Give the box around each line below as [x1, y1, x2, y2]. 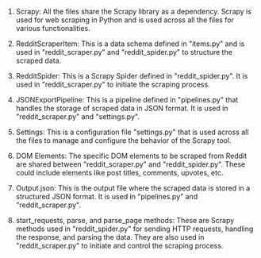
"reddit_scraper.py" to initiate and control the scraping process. [15, 241, 224, 250]
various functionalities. [15, 24, 90, 33]
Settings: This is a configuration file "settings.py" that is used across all [15, 127, 249, 137]
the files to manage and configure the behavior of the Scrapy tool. [15, 136, 232, 145]
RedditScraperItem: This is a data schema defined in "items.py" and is [15, 39, 245, 48]
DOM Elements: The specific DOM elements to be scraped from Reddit [15, 151, 248, 160]
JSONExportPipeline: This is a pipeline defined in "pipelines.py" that [15, 95, 239, 104]
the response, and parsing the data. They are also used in [15, 233, 205, 241]
